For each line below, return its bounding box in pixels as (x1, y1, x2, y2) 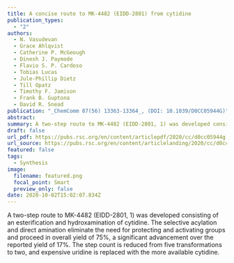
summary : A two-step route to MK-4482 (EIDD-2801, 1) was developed (7, 120, 210, 128)
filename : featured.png (13, 172, 82, 179)
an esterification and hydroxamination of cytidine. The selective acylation (7, 218, 217, 227)
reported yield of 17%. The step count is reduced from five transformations (7, 241, 223, 249)
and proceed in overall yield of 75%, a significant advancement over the (7, 233, 214, 241)
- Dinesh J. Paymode (13, 56, 73, 63)
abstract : (7, 114, 36, 121)
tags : (7, 153, 23, 160)
